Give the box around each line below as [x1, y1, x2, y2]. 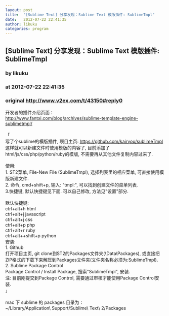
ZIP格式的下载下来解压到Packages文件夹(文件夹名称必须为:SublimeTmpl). [5, 257, 158, 263]
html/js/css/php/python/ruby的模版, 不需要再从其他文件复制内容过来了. [5, 151, 153, 157]
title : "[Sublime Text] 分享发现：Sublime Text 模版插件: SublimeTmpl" [5, 12, 155, 17]
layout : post [5, 7, 33, 13]
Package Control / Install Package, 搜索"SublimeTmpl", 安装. [5, 268, 131, 274]
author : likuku [5, 21, 37, 27]
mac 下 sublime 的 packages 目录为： [5, 299, 84, 305]
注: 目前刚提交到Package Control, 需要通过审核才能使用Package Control [5, 275, 155, 281]
